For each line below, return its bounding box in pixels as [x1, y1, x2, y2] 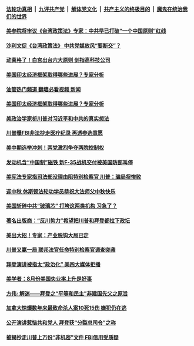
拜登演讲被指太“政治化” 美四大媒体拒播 [6, 261, 101, 268]
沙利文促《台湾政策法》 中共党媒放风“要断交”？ [6, 42, 122, 49]
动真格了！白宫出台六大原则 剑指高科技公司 [6, 57, 111, 64]
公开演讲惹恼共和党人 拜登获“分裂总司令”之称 [6, 319, 116, 327]
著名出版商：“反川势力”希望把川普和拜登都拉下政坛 [6, 217, 131, 224]
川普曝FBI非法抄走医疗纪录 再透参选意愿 [6, 130, 103, 137]
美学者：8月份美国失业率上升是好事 [6, 275, 92, 282]
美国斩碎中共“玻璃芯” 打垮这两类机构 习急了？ [6, 202, 118, 209]
